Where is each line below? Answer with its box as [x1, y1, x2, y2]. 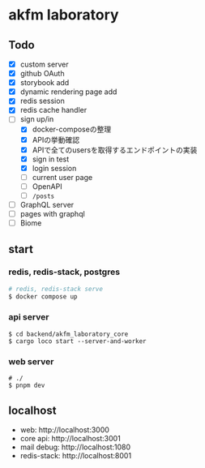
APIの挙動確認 [32, 135, 79, 144]
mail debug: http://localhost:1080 [19, 442, 131, 452]
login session [32, 163, 77, 173]
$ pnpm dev [8, 381, 45, 390]
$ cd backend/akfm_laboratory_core [8, 330, 129, 338]
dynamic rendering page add [19, 87, 117, 97]
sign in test [32, 154, 70, 164]
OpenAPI [32, 181, 62, 191]
